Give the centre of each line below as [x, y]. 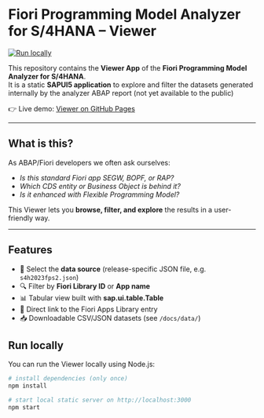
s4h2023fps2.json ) [49, 277]
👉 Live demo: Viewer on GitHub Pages [72, 108]
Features [30, 250]
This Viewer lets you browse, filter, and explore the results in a [110, 209]
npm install [27, 386]
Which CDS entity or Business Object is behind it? [100, 186]
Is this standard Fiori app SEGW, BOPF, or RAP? [97, 177]
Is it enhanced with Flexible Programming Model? [99, 194]
